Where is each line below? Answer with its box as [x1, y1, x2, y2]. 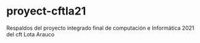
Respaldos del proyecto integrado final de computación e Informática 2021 [6, 24, 194, 31]
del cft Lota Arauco [6, 30, 55, 38]
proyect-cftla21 [6, 4, 86, 18]
